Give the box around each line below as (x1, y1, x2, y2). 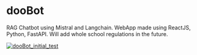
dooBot (6, 4, 44, 18)
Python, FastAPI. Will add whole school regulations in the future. (6, 30, 168, 37)
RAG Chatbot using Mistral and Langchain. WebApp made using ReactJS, (6, 24, 191, 31)
